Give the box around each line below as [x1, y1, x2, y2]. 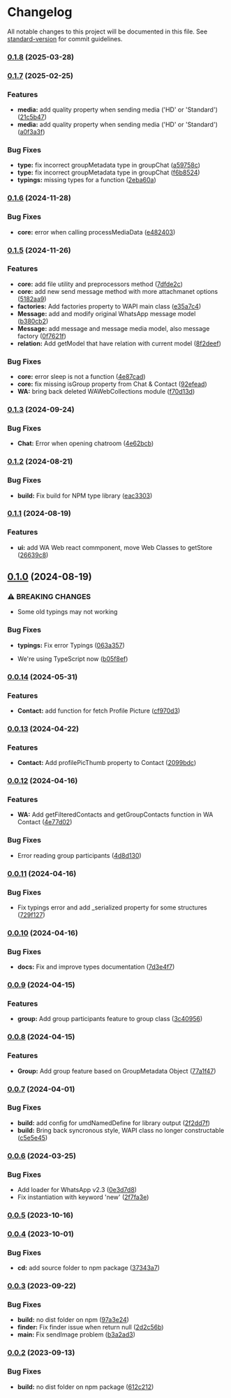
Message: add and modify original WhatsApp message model [17, 309, 196, 318]
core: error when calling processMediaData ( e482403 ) [17, 228, 176, 236]
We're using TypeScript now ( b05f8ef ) [17, 654, 128, 663]
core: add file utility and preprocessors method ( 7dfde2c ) [17, 280, 184, 288]
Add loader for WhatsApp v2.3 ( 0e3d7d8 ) [17, 1186, 137, 1194]
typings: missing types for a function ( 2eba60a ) [17, 176, 157, 184]
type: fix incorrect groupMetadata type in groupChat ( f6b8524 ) [17, 168, 200, 177]
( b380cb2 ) [17, 317, 49, 325]
